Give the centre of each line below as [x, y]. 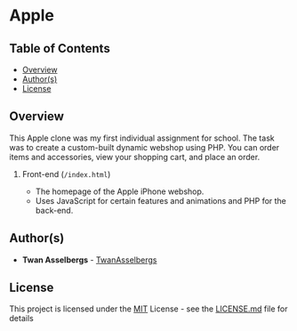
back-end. [54, 210]
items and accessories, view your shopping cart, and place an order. [135, 157]
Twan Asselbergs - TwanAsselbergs [89, 260]
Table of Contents [60, 48]
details [21, 319]
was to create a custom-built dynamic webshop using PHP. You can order [144, 147]
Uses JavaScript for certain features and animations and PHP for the [161, 200]
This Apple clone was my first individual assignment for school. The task [142, 138]
